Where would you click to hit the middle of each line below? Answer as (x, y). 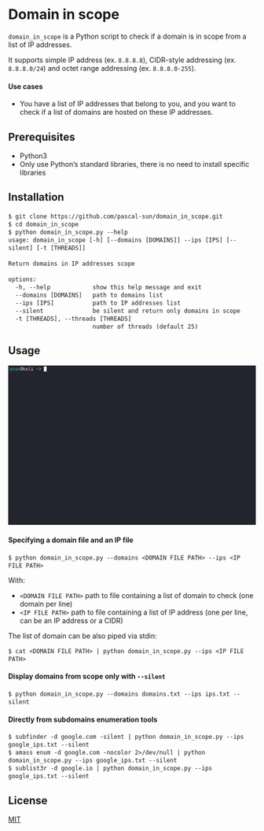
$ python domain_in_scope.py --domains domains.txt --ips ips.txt (119, 694)
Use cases (26, 86)
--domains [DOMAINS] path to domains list (89, 295)
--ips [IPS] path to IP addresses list (98, 303)
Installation (36, 197)
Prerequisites (42, 137)
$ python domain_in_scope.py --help (68, 232)
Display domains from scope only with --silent (87, 676)
